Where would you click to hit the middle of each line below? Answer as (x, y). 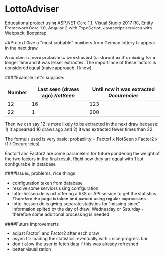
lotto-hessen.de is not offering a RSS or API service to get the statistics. (85, 193)
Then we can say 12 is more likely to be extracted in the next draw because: (82, 124)
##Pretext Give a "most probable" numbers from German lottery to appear (80, 42)
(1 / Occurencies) (23, 144)
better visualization (31, 249)
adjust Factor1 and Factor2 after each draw (56, 233)
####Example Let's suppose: (35, 77)
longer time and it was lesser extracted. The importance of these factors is (81, 62)
